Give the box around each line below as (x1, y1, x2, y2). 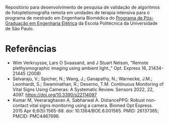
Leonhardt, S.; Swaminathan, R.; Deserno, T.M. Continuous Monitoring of (12, 81, 164, 87)
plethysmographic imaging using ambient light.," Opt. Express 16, (12, 65, 147, 71)
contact (12, 102, 29, 108)
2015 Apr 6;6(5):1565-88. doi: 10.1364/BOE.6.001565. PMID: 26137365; (12, 107, 159, 113)
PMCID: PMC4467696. (12, 113, 60, 119)
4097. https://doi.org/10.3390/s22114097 (12, 91, 97, 97)
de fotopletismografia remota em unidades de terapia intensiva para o (5, 10, 150, 16)
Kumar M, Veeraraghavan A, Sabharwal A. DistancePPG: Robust (12, 97, 145, 103)
